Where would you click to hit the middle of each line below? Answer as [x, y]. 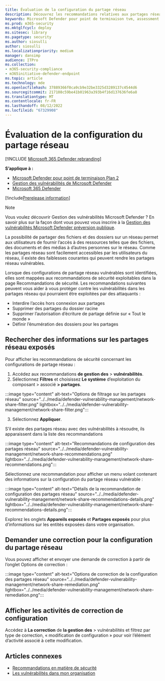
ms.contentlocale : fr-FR [30, 101]
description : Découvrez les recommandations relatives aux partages [77, 14]
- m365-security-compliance [34, 69]
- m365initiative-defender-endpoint [42, 74]
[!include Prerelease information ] [38, 198]
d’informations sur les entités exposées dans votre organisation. [70, 524]
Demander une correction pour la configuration [79, 540]
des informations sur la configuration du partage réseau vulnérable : [74, 479]
